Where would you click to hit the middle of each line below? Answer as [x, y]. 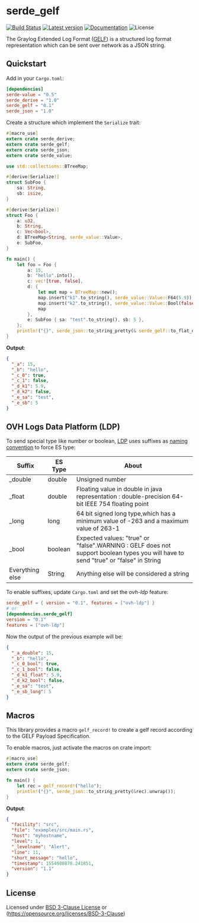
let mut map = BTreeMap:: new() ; [78, 292]
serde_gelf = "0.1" [30, 106]
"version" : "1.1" [33, 869]
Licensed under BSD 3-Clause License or [57, 907]
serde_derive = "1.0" [33, 100]
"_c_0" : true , [29, 375]
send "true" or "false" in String [118, 561]
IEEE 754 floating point [117, 504]
